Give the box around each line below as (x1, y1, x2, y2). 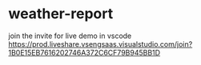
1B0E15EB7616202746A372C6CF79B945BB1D (8, 48, 161, 57)
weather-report (8, 5, 114, 23)
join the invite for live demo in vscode (8, 31, 132, 40)
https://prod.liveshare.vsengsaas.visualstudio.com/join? (8, 39, 193, 48)
